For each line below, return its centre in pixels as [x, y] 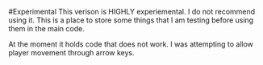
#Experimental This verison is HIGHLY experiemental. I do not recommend [132, 12]
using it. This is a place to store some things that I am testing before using [131, 20]
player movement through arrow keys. [71, 53]
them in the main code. [46, 28]
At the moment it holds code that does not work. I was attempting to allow [131, 44]
